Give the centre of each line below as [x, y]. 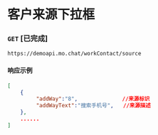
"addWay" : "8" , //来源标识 [93, 99]
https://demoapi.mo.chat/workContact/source [74, 54]
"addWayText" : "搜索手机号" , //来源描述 [93, 106]
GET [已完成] [28, 38]
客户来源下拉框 [51, 15]
